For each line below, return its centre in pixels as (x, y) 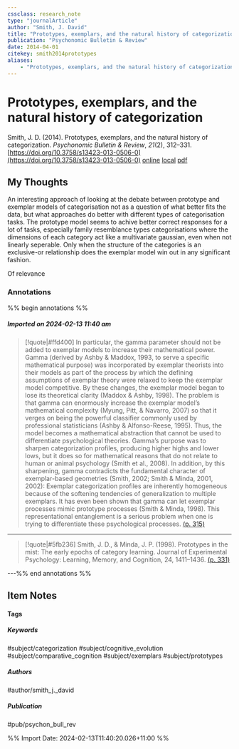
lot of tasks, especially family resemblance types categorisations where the (118, 229)
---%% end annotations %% (49, 573)
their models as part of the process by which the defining (109, 372)
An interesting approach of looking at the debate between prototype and (114, 200)
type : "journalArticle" (43, 21)
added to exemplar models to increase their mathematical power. (120, 349)
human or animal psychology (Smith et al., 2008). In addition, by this (125, 463)
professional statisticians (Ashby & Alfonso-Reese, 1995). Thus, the (123, 425)
